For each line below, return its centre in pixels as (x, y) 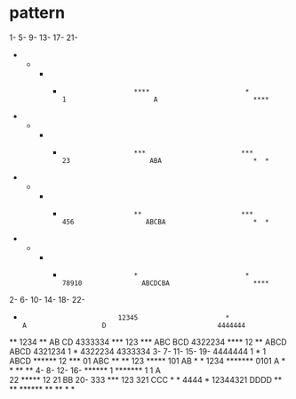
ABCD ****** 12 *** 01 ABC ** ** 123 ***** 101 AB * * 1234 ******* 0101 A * (148, 361)
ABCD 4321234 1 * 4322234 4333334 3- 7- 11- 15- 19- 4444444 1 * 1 (138, 351)
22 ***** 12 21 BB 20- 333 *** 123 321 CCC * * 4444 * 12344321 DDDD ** (146, 379)
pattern (37, 13)
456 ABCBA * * (165, 222)
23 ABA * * (165, 160)
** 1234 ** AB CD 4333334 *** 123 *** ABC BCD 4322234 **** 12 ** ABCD (148, 342)
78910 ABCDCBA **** (165, 283)
